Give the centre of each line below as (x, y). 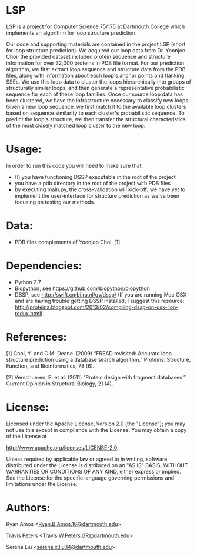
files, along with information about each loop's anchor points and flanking (95, 75)
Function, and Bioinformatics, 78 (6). (50, 366)
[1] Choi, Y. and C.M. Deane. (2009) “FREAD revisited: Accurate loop (89, 353)
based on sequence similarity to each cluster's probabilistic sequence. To (95, 113)
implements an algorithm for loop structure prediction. (71, 32)
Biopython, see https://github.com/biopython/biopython (82, 288)
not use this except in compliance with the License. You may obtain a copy (96, 430)
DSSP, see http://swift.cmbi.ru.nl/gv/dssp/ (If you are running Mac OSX (101, 294)
